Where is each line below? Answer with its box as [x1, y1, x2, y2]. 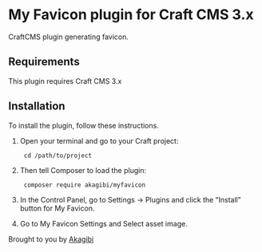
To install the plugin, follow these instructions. [8, 120, 160, 130]
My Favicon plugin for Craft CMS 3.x [8, 6, 254, 24]
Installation [8, 100, 65, 113]
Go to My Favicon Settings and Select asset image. [19, 219, 188, 228]
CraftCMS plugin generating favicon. [8, 32, 129, 41]
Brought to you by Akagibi [8, 234, 94, 244]
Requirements [8, 55, 80, 69]
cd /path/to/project [23, 152, 92, 159]
